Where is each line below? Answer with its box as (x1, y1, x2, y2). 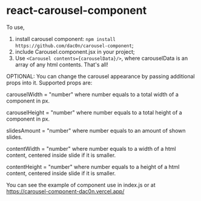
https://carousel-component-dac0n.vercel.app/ (6, 188, 125, 195)
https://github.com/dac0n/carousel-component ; (15, 42, 134, 49)
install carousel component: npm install (15, 35, 116, 42)
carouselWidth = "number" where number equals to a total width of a (6, 91, 179, 98)
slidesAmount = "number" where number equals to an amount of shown (6, 127, 186, 134)
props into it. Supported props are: (6, 79, 93, 86)
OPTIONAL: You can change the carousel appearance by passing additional (6, 72, 195, 80)
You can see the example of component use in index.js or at (6, 181, 156, 188)
